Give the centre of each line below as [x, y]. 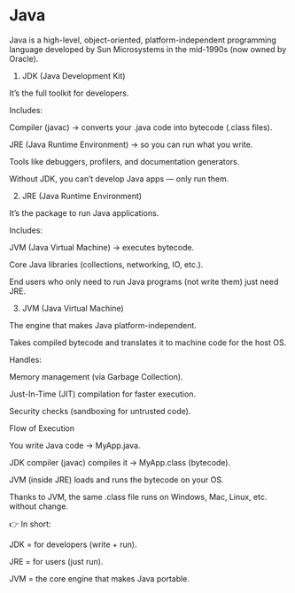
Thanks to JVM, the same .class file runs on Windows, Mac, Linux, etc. [138, 497]
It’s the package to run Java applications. [84, 212]
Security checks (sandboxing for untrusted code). [100, 411]
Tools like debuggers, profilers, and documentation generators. [124, 161]
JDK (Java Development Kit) [74, 75]
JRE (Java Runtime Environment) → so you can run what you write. [131, 144]
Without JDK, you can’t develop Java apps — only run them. [119, 179]
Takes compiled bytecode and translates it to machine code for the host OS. [148, 343]
